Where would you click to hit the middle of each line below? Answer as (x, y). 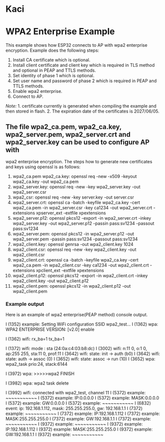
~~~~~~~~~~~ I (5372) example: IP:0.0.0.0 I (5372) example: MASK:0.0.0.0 (82, 398)
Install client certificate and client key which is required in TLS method (84, 65)
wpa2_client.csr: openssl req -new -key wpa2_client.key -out (74, 249)
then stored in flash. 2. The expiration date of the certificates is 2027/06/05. (82, 111)
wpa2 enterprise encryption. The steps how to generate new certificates (79, 161)
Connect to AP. (28, 96)
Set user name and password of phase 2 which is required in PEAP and (84, 81)
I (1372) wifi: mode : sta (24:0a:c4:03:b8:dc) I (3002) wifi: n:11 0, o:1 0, (76, 349)
